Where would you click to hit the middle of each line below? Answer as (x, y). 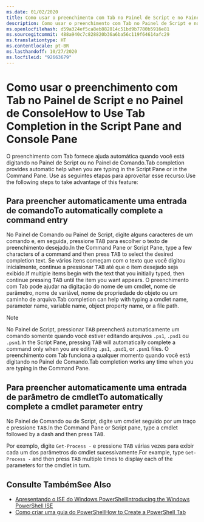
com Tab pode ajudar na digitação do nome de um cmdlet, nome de (91, 286)
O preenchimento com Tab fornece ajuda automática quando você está (96, 156)
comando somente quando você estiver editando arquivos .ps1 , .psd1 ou (98, 336)
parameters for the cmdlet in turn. (49, 465)
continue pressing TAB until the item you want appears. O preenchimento (98, 280)
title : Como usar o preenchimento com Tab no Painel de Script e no (95, 18)
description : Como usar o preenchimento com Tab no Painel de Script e (99, 23)
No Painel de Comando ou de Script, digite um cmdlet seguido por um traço (101, 421)
